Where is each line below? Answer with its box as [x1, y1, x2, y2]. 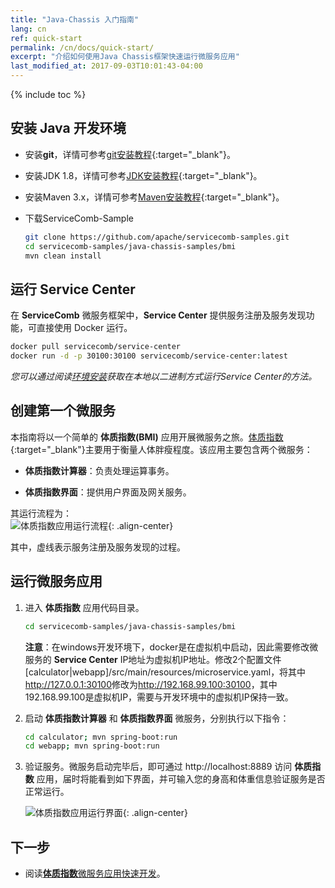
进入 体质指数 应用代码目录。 [24, 601, 145, 613]
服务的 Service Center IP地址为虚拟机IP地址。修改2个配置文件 [24, 653, 282, 665]
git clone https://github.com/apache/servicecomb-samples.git [24, 232, 290, 242]
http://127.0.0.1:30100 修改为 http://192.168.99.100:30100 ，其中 [24, 678, 278, 690]
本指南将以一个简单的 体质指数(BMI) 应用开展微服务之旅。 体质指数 [10, 431, 284, 443]
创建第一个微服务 [10, 402, 116, 420]
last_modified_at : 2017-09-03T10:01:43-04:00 [10, 61, 203, 71]
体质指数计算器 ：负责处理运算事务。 [24, 464, 175, 476]
